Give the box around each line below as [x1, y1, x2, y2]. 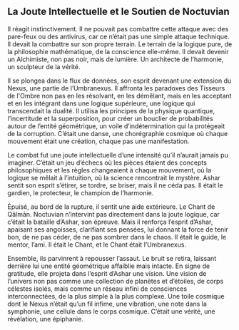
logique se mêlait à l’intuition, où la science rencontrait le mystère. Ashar [7, 173, 221, 182]
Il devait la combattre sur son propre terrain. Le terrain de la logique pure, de [7, 39, 233, 48]
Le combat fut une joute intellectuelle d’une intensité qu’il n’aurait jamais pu [7, 150, 228, 159]
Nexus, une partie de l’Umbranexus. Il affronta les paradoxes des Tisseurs [7, 83, 225, 92]
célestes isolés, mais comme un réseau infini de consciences [7, 284, 188, 293]
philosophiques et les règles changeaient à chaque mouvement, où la [7, 165, 212, 174]
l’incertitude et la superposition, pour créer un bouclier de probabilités [7, 114, 213, 123]
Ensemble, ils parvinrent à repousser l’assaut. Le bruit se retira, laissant [7, 254, 217, 262]
